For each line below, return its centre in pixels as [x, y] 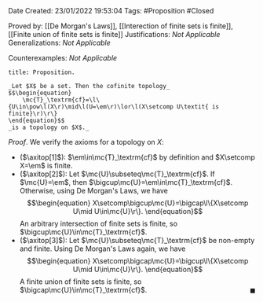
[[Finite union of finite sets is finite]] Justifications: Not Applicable [114, 34]
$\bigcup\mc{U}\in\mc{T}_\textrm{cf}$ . [83, 232]
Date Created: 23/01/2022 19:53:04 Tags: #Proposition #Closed [111, 11]
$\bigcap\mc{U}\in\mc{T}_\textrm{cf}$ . [83, 290]
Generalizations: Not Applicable [60, 42]
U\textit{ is [198, 107]
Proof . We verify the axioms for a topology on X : [86, 142]
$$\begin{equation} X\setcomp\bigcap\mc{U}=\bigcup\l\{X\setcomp [138, 261]
